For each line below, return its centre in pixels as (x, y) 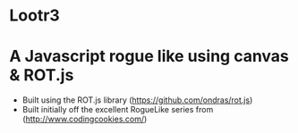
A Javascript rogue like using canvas (149, 57)
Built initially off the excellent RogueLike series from (118, 110)
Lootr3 (34, 16)
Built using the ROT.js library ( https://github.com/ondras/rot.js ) (137, 100)
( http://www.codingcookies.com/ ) (85, 119)
